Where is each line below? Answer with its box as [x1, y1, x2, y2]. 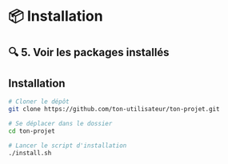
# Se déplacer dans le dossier [8, 120, 113, 128]
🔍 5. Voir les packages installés [8, 46, 170, 59]
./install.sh [8, 149, 52, 157]
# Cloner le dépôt [8, 98, 70, 106]
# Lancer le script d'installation [8, 142, 127, 150]
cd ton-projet [8, 127, 56, 135]
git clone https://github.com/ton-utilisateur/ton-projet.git [8, 106, 220, 114]
